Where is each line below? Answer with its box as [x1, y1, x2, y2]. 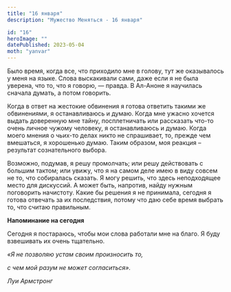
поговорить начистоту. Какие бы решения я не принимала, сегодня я [7, 188, 212, 196]
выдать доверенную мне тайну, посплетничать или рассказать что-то [7, 117, 214, 124]
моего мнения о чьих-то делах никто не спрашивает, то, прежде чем [7, 131, 211, 139]
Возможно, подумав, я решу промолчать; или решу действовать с [7, 159, 203, 167]
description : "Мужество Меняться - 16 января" [7, 16, 143, 23]
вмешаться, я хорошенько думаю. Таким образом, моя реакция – [7, 139, 201, 146]
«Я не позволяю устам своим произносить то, [7, 250, 144, 258]
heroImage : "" [7, 35, 48, 42]
